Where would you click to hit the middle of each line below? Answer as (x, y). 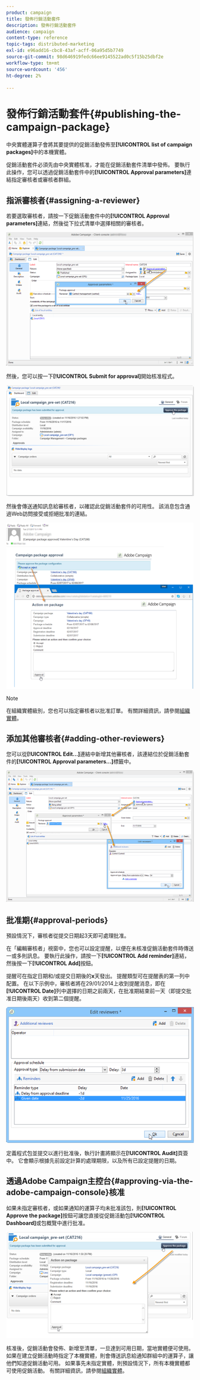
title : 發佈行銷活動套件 (33, 19)
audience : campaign (30, 32)
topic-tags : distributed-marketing (50, 44)
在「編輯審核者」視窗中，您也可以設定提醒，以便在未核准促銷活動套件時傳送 (100, 948)
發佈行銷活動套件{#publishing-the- (94, 114)
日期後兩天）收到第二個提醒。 (48, 999)
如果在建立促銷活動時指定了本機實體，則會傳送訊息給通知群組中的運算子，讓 (100, 1355)
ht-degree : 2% (24, 76)
